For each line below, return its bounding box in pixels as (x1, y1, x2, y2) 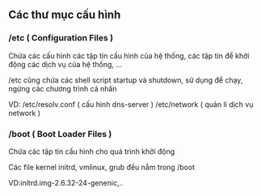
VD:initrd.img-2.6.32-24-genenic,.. (8, 177, 124, 187)
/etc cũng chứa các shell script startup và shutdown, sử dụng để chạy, (8, 75, 243, 85)
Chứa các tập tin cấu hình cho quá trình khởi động (8, 147, 175, 156)
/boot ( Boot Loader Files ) (8, 128, 112, 139)
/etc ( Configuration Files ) (8, 32, 114, 44)
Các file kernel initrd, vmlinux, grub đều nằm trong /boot (8, 162, 196, 172)
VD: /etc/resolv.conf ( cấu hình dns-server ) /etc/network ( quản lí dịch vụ (8, 99, 254, 109)
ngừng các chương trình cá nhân (8, 83, 117, 93)
